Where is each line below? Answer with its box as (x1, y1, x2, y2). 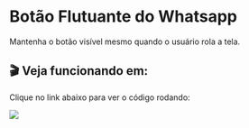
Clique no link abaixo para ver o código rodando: (9, 92, 191, 103)
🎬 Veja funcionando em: (9, 63, 149, 78)
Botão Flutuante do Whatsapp (9, 6, 237, 27)
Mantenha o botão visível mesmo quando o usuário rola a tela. (9, 36, 241, 47)
